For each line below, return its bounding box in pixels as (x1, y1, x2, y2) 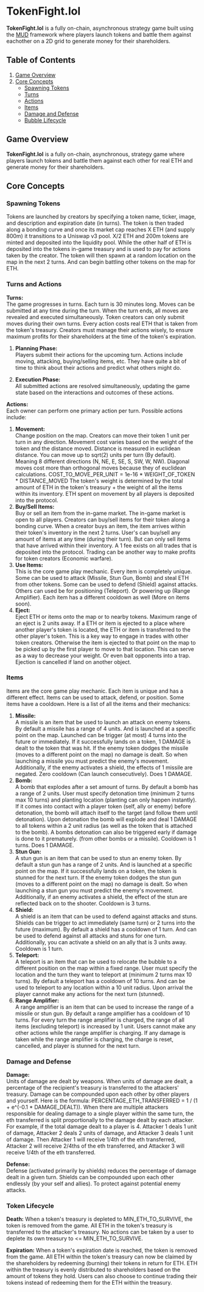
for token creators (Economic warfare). (15, 554, 113, 562)
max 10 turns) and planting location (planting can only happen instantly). (15, 796, 197, 803)
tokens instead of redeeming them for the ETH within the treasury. (6, 1279, 172, 1287)
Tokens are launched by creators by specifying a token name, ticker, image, (6, 213, 196, 221)
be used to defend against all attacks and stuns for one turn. (15, 932, 167, 939)
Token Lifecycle (6, 1202, 54, 1210)
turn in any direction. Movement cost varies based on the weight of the (15, 438, 194, 445)
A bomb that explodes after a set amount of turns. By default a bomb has (15, 783, 199, 790)
